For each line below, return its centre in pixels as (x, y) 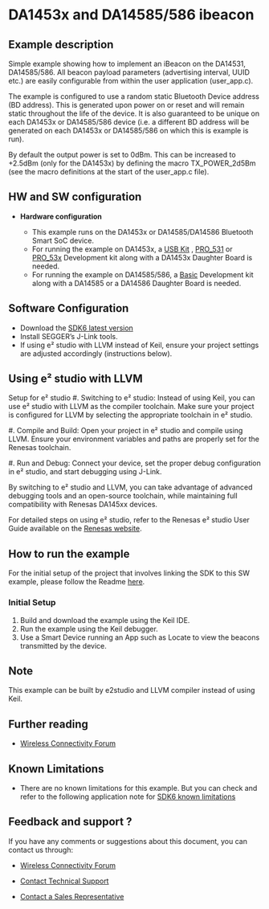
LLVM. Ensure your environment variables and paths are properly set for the (134, 439)
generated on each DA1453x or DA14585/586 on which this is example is (128, 131)
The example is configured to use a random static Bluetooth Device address (134, 96)
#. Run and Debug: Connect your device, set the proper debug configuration (134, 463)
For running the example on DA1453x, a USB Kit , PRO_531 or (132, 249)
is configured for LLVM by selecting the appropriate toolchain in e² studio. (130, 415)
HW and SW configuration (75, 197)
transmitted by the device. (63, 645)
